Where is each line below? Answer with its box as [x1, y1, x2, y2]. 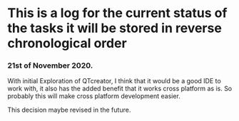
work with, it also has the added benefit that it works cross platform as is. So [7, 84, 233, 93]
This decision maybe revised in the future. [7, 105, 131, 115]
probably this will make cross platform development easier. [7, 92, 180, 100]
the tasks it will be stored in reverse [7, 20, 223, 36]
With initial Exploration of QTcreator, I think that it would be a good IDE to [7, 77, 221, 85]
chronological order [7, 36, 127, 51]
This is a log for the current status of [7, 5, 228, 21]
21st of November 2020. [7, 60, 93, 70]
